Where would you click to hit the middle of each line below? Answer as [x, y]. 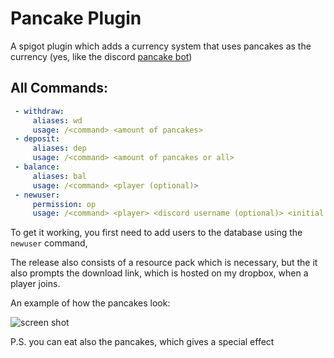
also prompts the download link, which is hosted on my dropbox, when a [159, 273]
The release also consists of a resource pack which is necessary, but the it [164, 263]
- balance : [37, 167]
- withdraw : [39, 111]
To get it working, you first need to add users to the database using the [156, 233]
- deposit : [37, 139]
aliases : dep [59, 148]
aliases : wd [57, 120]
